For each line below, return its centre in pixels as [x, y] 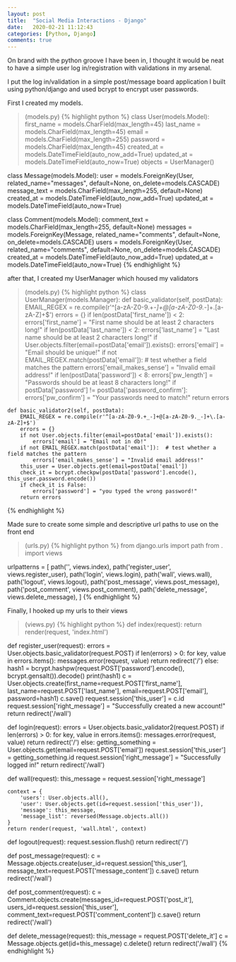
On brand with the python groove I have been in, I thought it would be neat [116, 60]
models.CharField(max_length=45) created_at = [94, 147]
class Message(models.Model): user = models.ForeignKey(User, [101, 176]
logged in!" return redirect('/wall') [56, 765]
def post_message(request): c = [54, 856]
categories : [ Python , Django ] [52, 34]
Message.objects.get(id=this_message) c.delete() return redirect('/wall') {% [118, 944]
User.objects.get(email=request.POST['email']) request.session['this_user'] [117, 750]
